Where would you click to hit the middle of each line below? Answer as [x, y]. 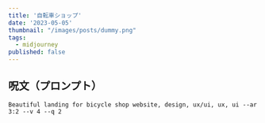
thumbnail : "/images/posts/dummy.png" [72, 30]
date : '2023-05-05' [40, 23]
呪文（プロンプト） [55, 86]
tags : [17, 37]
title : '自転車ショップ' [45, 15]
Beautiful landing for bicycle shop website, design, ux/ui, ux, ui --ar [133, 104]
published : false [37, 52]
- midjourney [37, 45]
